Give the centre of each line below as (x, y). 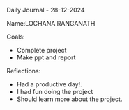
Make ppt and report (46, 57)
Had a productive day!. (50, 84)
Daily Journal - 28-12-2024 (46, 10)
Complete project (41, 50)
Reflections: (24, 71)
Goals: (16, 37)
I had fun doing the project (55, 92)
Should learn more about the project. (69, 99)
